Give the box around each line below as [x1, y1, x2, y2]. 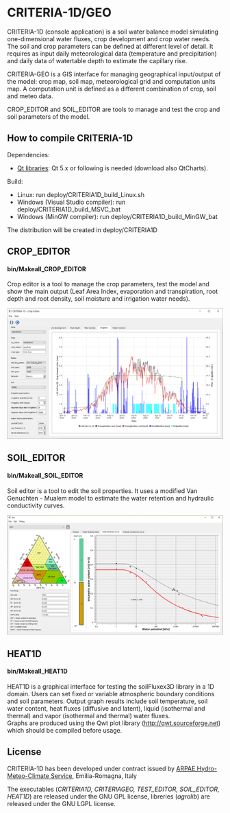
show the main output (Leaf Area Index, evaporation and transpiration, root [7, 287, 218, 296]
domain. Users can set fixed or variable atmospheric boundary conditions [7, 689, 215, 698]
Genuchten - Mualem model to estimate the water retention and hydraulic [7, 494, 214, 502]
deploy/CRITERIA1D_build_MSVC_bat [16, 205, 121, 214]
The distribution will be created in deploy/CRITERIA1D [7, 225, 157, 234]
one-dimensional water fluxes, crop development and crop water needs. [7, 34, 211, 43]
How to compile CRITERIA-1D [7, 133, 133, 144]
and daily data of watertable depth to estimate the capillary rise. [7, 56, 188, 65]
